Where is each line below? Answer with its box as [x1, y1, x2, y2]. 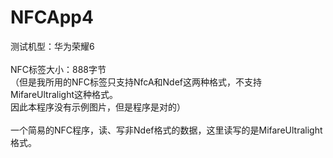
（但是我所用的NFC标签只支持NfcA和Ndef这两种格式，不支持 [10, 76, 263, 88]
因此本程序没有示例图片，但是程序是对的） [10, 101, 186, 113]
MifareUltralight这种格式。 [10, 88, 119, 100]
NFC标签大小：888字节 [10, 63, 107, 75]
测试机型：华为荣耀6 [10, 40, 95, 52]
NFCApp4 [10, 6, 94, 29]
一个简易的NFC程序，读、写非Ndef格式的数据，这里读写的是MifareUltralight [10, 124, 323, 136]
